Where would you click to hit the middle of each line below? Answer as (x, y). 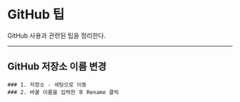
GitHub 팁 (36, 15)
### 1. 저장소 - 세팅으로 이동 (47, 85)
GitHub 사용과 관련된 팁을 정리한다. (57, 35)
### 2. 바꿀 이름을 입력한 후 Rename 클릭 (63, 92)
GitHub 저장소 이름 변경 (57, 67)
